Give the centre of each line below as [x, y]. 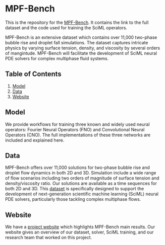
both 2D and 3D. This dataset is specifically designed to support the [75, 189]
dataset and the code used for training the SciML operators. [66, 27]
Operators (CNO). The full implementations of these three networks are [78, 135]
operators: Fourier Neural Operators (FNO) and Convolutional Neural [75, 129]
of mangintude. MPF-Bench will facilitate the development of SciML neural [81, 53]
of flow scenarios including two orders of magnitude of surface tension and [82, 178]
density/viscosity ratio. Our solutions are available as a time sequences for [81, 183]
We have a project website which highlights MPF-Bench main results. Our [80, 227]
